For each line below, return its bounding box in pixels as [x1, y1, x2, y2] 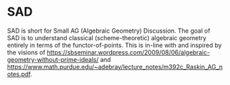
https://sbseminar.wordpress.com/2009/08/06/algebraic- [47, 48, 210, 56]
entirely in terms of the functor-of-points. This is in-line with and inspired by [7, 41, 222, 49]
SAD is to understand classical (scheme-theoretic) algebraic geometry [7, 33, 207, 41]
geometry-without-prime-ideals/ [7, 55, 99, 63]
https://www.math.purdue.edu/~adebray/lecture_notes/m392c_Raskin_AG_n [7, 63, 223, 71]
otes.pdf [7, 69, 31, 78]
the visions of [7, 48, 46, 56]
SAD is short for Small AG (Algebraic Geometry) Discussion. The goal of [7, 27, 211, 35]
